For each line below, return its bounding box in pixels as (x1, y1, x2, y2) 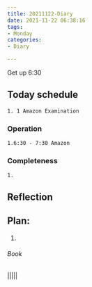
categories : (7, 37, 42, 44)
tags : (7, 23, 23, 30)
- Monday (7, 30, 33, 37)
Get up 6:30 (7, 68, 42, 77)
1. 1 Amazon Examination (7, 107, 79, 115)
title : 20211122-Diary (7, 10, 73, 18)
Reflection (7, 191, 54, 203)
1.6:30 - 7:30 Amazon (7, 140, 70, 147)
